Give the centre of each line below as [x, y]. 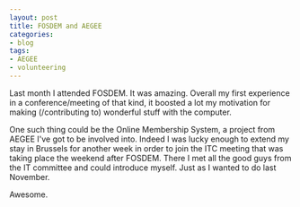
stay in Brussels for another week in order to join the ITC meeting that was [146, 148]
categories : [31, 34]
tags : [19, 51]
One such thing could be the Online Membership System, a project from [142, 129]
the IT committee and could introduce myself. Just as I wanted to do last [143, 168]
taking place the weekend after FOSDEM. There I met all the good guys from [150, 158]
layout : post [34, 17]
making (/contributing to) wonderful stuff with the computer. [120, 112]
